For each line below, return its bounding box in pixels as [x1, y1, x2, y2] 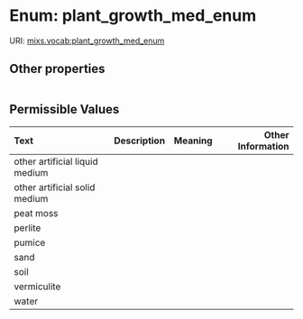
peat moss [14, 206, 59, 219]
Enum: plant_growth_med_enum [9, 5, 257, 26]
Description [114, 134, 165, 147]
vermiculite [14, 280, 61, 293]
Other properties [9, 61, 106, 77]
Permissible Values [9, 102, 120, 117]
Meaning [173, 134, 214, 147]
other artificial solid [14, 181, 96, 194]
